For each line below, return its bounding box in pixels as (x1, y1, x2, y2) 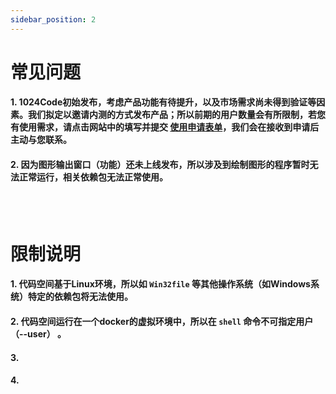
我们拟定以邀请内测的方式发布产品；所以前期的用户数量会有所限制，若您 (27, 109, 326, 121)
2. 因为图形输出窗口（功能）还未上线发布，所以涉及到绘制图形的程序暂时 (10, 159, 310, 170)
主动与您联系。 (10, 134, 72, 146)
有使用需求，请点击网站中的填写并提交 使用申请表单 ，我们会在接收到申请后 (10, 121, 320, 133)
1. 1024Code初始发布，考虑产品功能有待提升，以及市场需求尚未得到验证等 (10, 96, 317, 108)
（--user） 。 (10, 327, 67, 340)
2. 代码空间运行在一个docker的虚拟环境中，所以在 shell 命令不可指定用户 (10, 315, 314, 327)
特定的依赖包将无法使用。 (27, 291, 133, 303)
